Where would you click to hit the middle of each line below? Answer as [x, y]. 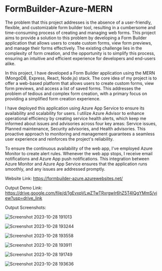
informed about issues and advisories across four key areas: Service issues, [81, 123]
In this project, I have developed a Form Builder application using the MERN [80, 73]
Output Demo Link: [24, 188]
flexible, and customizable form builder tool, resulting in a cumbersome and [80, 27]
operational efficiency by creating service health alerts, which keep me [76, 118]
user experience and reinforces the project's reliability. [59, 139]
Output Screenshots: [26, 207]
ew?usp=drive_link [24, 198]
